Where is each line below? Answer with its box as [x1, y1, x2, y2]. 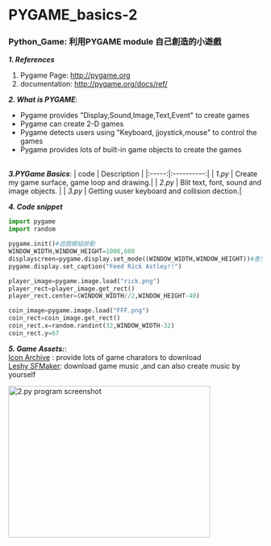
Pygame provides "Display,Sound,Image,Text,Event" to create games [19, 111, 250, 121]
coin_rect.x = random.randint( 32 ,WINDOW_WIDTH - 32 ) [8, 322, 175, 330]
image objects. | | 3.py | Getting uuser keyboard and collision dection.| [8, 186, 242, 196]
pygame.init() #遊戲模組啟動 [8, 240, 95, 248]
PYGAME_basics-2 [8, 6, 138, 24]
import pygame [8, 218, 56, 226]
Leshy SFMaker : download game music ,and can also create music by [8, 361, 240, 370]
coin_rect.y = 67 [8, 329, 60, 337]
